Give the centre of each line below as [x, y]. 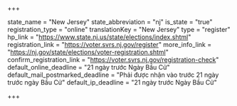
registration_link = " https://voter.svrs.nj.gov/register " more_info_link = [110, 44]
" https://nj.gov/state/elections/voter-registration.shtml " [88, 52]
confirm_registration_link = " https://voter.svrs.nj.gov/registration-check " [113, 60]
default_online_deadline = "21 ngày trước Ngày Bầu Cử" [89, 67]
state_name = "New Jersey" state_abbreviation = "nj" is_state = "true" [110, 22]
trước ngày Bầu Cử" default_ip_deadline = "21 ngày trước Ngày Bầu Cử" [112, 82]
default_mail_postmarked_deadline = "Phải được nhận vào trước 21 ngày [113, 75]
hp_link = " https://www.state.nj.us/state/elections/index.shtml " [99, 37]
